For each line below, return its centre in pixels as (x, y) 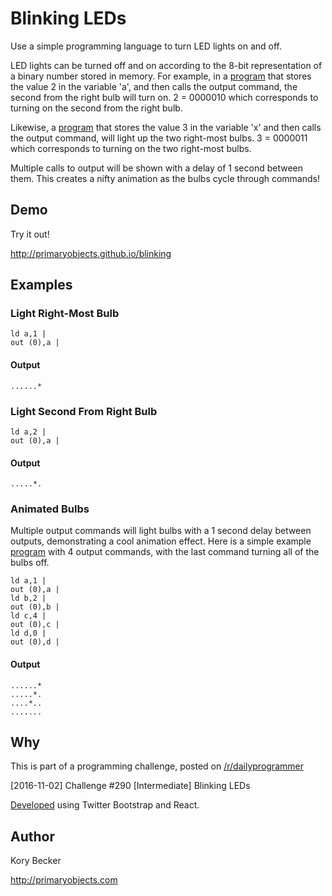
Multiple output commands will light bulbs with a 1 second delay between (161, 531)
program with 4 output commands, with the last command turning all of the (165, 552)
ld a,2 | (28, 432)
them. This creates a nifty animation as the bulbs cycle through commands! (165, 178)
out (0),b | (35, 607)
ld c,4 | (28, 616)
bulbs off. (30, 563)
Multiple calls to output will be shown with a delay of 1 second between (156, 168)
